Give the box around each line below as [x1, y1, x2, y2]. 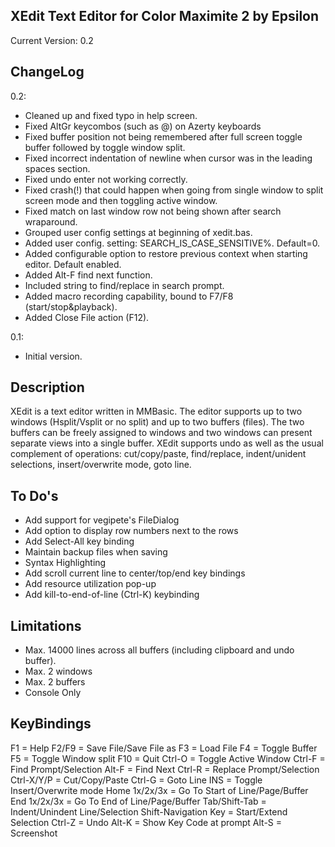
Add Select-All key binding [24, 535, 135, 548]
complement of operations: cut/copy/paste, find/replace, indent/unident [10, 448, 307, 460]
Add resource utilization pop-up [24, 578, 157, 590]
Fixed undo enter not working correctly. [24, 173, 188, 185]
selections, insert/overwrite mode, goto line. [10, 459, 192, 471]
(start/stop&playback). [24, 300, 118, 313]
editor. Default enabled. [24, 258, 122, 270]
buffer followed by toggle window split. [24, 141, 186, 153]
